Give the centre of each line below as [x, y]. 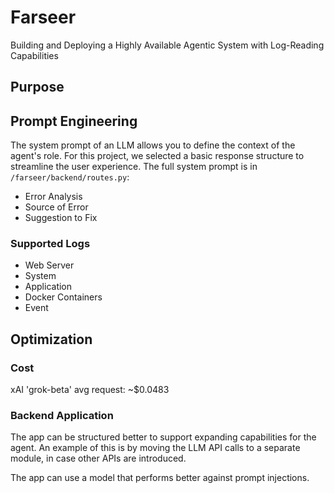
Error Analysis [53, 197]
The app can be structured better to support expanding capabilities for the [163, 437]
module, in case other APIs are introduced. [98, 458]
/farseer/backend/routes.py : [70, 177]
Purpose [37, 87]
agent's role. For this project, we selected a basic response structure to [157, 156]
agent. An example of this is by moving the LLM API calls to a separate [155, 448]
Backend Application [62, 416]
